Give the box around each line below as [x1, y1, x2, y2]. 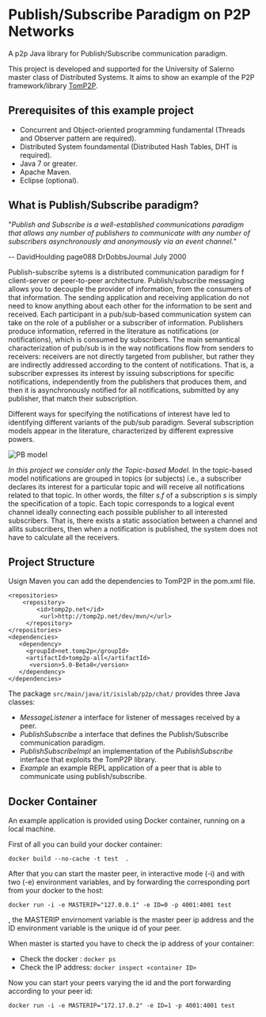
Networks [8, 22, 75, 40]
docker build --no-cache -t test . [8, 855, 129, 863]
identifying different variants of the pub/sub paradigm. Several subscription [8, 417, 254, 427]
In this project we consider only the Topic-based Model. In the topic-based [8, 465, 253, 474]
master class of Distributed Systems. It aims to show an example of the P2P [8, 72, 255, 82]
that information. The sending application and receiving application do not [8, 292, 249, 302]
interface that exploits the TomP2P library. [19, 755, 157, 765]
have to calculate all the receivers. [8, 532, 120, 542]
